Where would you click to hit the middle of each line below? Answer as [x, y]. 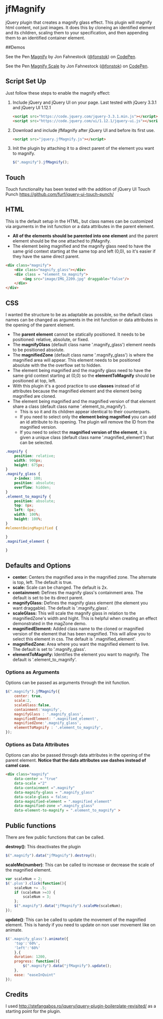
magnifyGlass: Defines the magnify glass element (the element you [80, 603]
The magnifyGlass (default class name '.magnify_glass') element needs [84, 344]
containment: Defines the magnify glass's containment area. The [78, 592]
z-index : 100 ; [28, 479]
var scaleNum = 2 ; [24, 879]
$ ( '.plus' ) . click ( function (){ [36, 883]
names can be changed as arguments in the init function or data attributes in [82, 320]
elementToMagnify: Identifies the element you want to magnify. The [81, 654]
